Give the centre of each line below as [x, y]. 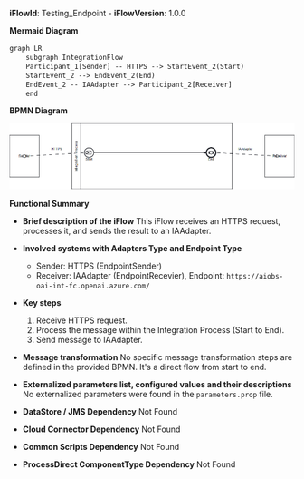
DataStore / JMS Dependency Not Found [100, 411]
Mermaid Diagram [44, 30]
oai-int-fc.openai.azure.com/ [93, 286]
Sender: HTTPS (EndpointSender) [99, 266]
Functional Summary [49, 203]
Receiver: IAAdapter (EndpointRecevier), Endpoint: [130, 275]
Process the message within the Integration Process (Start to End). [160, 329]
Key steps [42, 302]
